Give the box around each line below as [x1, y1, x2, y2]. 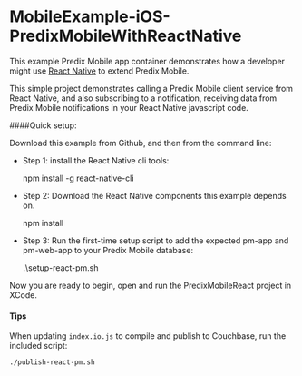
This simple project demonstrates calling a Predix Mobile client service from [9, 83, 293, 94]
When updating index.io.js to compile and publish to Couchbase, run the [9, 331, 287, 341]
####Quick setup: [9, 120, 77, 131]
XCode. [9, 289, 38, 301]
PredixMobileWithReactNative [9, 25, 242, 46]
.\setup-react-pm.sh [22, 262, 99, 273]
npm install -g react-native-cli [22, 173, 134, 183]
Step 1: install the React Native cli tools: [22, 154, 170, 165]
